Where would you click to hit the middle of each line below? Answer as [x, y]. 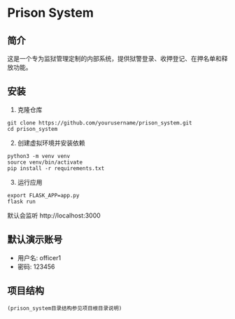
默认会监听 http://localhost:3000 [54, 215]
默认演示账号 [35, 240]
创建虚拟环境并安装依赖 [51, 143]
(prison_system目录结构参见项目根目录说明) [65, 309]
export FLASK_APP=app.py [43, 195]
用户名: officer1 [39, 257]
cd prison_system [33, 129]
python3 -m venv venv [39, 156]
